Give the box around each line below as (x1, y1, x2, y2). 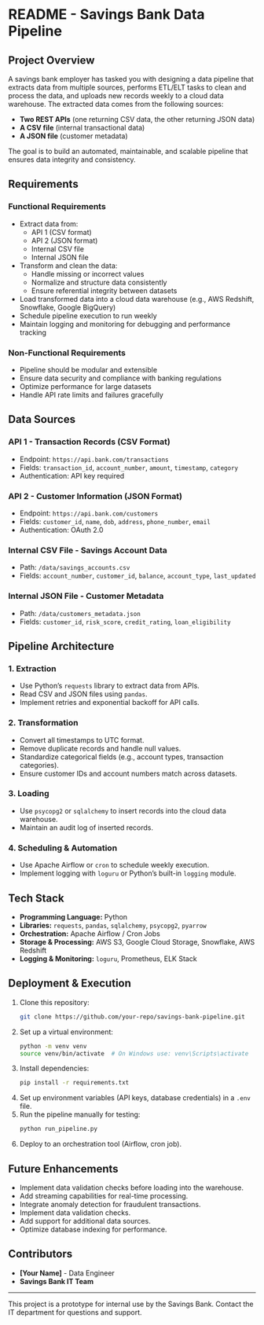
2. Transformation (8, 718, 79, 729)
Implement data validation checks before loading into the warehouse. (19, 1183, 244, 1192)
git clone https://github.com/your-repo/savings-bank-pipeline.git (19, 1012, 245, 1021)
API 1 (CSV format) (31, 227, 92, 237)
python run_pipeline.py (19, 1125, 98, 1133)
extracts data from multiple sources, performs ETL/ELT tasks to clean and (8, 83, 247, 92)
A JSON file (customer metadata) (19, 131, 128, 141)
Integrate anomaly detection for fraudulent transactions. (19, 1199, 201, 1209)
